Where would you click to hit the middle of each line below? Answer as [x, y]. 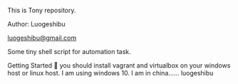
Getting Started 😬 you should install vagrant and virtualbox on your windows [119, 65]
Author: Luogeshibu [36, 24]
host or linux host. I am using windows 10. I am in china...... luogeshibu [110, 73]
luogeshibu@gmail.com [42, 38]
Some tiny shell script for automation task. [69, 52]
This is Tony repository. [42, 10]
